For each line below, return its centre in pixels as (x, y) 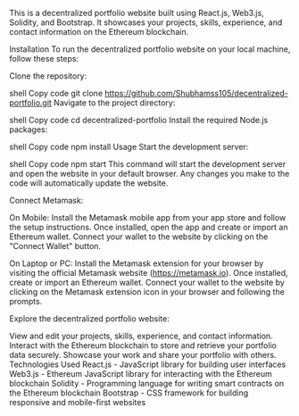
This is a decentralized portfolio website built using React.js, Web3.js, (137, 13)
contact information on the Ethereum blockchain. (99, 32)
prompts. (26, 301)
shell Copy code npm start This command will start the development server (148, 164)
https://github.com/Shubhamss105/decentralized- (196, 93)
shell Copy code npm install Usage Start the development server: (129, 147)
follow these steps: (44, 58)
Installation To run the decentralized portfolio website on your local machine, (150, 49)
